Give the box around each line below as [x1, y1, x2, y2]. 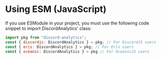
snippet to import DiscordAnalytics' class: [5, 25, 92, 31]
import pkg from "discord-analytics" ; [5, 35, 87, 40]
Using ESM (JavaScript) [5, 3, 107, 15]
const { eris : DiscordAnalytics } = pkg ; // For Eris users [5, 44, 134, 49]
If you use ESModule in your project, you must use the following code [5, 20, 149, 26]
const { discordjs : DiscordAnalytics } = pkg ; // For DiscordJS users [5, 39, 156, 44]
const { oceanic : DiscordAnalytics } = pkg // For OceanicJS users [5, 49, 150, 54]
